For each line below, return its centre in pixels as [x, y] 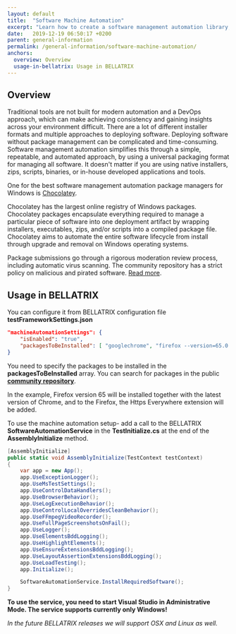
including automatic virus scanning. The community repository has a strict [115, 265]
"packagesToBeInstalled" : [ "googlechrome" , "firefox [100, 346]
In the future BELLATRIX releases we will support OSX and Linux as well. [113, 623]
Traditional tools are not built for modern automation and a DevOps [104, 112]
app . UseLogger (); [45, 530]
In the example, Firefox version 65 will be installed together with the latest [114, 394]
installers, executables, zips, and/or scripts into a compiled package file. [112, 229]
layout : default [31, 14]
